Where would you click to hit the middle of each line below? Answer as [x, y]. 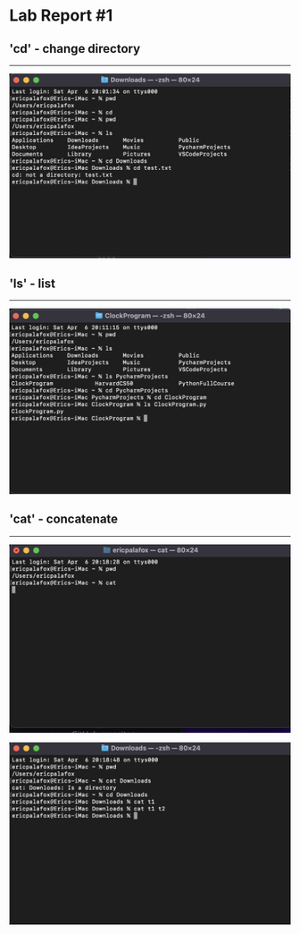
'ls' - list [33, 283]
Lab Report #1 [61, 16]
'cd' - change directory [75, 49]
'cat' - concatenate [64, 519]
